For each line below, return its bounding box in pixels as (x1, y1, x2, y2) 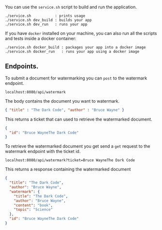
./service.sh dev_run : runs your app (5, 22, 88, 27)
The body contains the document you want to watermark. (5, 98, 120, 104)
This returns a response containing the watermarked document (5, 167, 131, 172)
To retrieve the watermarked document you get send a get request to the (5, 143, 150, 149)
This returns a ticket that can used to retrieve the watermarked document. (5, 116, 152, 122)
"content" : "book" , (14, 203, 53, 208)
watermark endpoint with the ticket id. (5, 149, 81, 154)
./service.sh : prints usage (5, 14, 86, 18)
